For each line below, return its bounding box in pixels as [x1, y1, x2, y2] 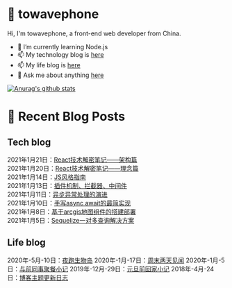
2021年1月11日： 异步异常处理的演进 [7, 190, 108, 198]
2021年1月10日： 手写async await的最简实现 [7, 198, 131, 207]
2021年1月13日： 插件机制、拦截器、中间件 [7, 181, 127, 189]
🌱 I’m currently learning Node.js [17, 42, 108, 51]
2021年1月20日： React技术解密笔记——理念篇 [7, 164, 139, 172]
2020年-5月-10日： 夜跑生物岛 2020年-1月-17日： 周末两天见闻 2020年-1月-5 [7, 256, 225, 264]
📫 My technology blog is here [17, 50, 104, 58]
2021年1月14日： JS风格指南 [7, 173, 87, 181]
